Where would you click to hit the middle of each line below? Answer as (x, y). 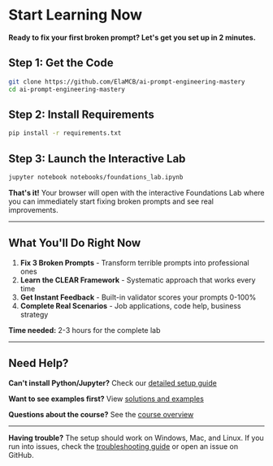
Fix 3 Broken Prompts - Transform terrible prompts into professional (134, 262)
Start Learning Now (76, 15)
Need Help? (39, 363)
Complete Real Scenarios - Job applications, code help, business (130, 305)
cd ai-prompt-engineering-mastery (67, 89)
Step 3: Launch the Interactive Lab (97, 159)
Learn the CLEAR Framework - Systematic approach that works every (138, 280)
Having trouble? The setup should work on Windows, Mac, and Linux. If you (136, 438)
